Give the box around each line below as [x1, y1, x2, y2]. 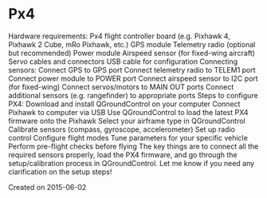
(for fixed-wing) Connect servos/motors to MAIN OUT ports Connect [8, 81, 234, 92]
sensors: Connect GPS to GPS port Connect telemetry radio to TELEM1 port [8, 65, 257, 74]
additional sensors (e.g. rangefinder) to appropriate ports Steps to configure [8, 90, 258, 100]
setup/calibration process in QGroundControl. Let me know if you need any [8, 158, 255, 168]
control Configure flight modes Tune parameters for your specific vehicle [8, 133, 249, 142]
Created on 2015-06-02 [8, 182, 87, 192]
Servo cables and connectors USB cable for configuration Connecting [8, 57, 238, 66]
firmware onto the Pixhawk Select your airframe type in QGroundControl [8, 116, 245, 125]
